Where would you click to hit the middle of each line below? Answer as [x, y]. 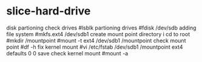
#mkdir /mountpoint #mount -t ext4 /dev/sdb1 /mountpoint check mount [96, 40]
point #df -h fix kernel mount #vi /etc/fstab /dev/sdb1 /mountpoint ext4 [95, 47]
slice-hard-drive [49, 11]
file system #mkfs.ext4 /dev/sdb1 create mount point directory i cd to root [98, 34]
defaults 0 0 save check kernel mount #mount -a [67, 53]
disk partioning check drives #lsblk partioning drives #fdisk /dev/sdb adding [101, 28]
